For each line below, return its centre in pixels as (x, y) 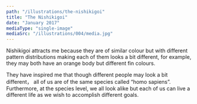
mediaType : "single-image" (40, 28)
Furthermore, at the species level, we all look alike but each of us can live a (98, 89)
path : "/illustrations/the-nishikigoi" (56, 12)
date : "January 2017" (33, 23)
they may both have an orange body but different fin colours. (81, 64)
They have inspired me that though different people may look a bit (87, 75)
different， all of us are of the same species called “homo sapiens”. (89, 82)
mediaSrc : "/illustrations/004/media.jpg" (60, 34)
